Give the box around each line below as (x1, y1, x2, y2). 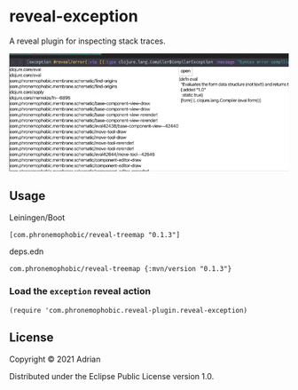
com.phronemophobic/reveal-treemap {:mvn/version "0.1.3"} (9, 264, 232, 273)
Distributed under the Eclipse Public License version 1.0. (9, 370, 215, 381)
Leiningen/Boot (9, 211, 65, 223)
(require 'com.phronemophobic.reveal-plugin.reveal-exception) (9, 306, 248, 314)
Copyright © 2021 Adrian (9, 354, 101, 364)
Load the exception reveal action (9, 284, 151, 297)
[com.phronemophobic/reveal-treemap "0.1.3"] (9, 230, 180, 239)
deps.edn (9, 246, 44, 257)
